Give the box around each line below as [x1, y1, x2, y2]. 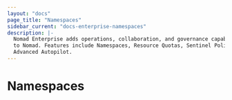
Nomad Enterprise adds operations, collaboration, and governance [13, 36, 209, 43]
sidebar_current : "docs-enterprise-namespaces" [7, 23, 147, 30]
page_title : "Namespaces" [7, 17, 81, 23]
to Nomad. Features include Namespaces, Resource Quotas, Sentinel [13, 42, 212, 49]
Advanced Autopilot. [13, 49, 72, 56]
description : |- [7, 29, 54, 37]
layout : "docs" [7, 10, 51, 17]
